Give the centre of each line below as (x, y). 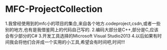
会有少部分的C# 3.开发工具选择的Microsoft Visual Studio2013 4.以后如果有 (82, 36)
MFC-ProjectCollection (54, 9)
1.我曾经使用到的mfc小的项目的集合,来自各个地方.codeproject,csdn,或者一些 (83, 23)
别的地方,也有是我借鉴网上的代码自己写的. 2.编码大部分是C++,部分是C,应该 (82, 29)
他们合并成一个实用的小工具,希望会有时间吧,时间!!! (74, 42)
